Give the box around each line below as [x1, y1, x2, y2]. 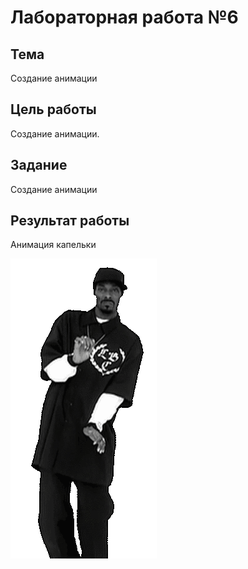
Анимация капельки [10, 239, 97, 251]
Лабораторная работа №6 [10, 6, 239, 29]
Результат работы [10, 212, 130, 230]
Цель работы [10, 101, 97, 118]
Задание [10, 157, 68, 174]
